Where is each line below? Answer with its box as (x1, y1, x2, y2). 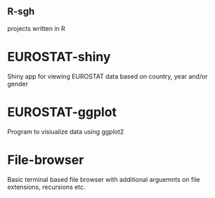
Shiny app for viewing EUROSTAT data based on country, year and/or (7, 72, 209, 80)
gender (7, 79, 29, 88)
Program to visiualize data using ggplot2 (7, 127, 124, 136)
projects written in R (7, 24, 65, 32)
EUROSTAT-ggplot (7, 104, 117, 120)
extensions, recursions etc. (7, 183, 86, 191)
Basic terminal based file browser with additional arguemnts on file (7, 175, 200, 183)
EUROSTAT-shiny (7, 49, 111, 65)
